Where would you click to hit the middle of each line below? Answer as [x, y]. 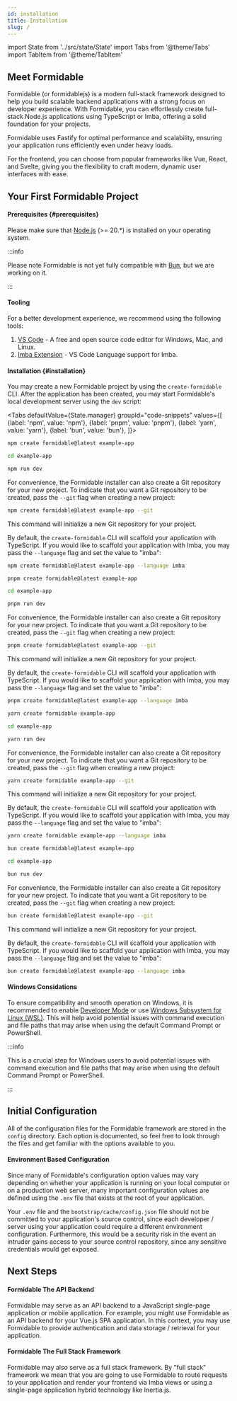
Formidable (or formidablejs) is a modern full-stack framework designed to [116, 94]
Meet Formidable [46, 77]
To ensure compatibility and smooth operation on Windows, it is [100, 1002]
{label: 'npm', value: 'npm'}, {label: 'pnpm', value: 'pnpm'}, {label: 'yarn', [112, 423]
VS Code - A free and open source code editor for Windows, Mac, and [120, 339]
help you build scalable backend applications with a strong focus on [106, 102]
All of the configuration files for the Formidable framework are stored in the [117, 1128]
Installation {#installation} [47, 371]
